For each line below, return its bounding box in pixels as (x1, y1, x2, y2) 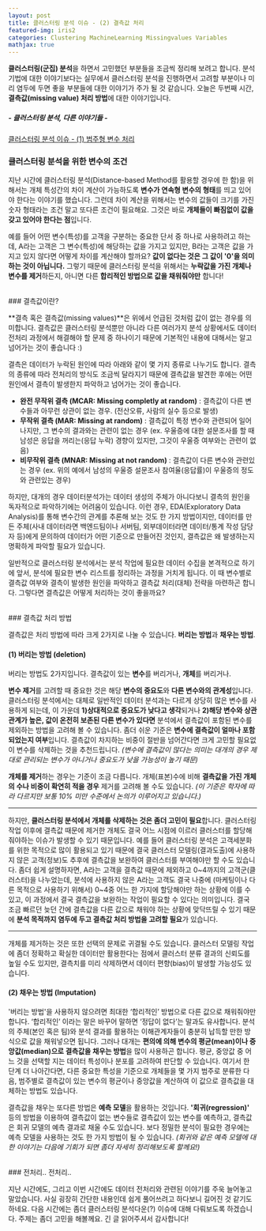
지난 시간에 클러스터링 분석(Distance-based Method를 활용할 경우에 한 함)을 (8, 176, 246, 185)
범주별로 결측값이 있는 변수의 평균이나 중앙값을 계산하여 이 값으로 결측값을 (18, 1076, 246, 1086)
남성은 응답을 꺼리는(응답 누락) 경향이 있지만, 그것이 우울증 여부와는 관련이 (19, 436, 249, 445)
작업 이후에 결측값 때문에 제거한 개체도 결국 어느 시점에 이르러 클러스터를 (8, 825, 231, 835)
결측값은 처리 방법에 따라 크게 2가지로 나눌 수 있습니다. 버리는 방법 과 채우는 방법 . (8, 630, 256, 640)
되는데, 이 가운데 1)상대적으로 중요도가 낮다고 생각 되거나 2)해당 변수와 (28, 705, 243, 715)
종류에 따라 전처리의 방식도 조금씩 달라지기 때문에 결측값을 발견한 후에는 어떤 (16, 369, 253, 379)
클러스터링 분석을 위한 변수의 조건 (8, 156, 128, 167)
